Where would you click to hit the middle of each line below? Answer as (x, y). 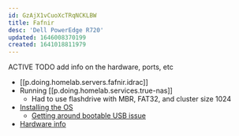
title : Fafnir (32, 23)
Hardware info (43, 124)
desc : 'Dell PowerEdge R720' (56, 30)
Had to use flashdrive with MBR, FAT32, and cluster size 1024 (131, 99)
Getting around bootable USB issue (88, 116)
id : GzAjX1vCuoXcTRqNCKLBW (52, 15)
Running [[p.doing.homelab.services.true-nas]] (96, 90)
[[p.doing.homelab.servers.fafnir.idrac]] (84, 83)
